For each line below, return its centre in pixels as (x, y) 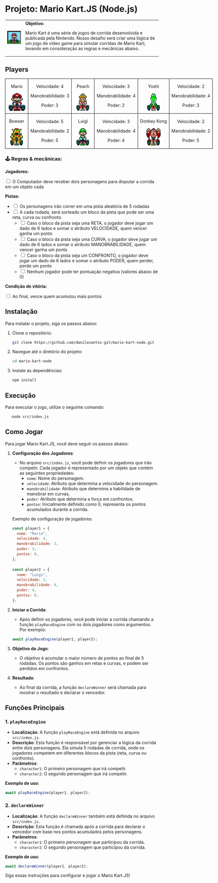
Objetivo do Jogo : (30, 649)
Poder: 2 (116, 105)
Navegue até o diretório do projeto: (47, 352)
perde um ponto (36, 266)
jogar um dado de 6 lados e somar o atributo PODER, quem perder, (87, 260)
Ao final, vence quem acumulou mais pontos (57, 296)
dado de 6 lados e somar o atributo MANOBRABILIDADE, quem (83, 244)
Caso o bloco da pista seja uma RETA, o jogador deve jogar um (90, 223)
